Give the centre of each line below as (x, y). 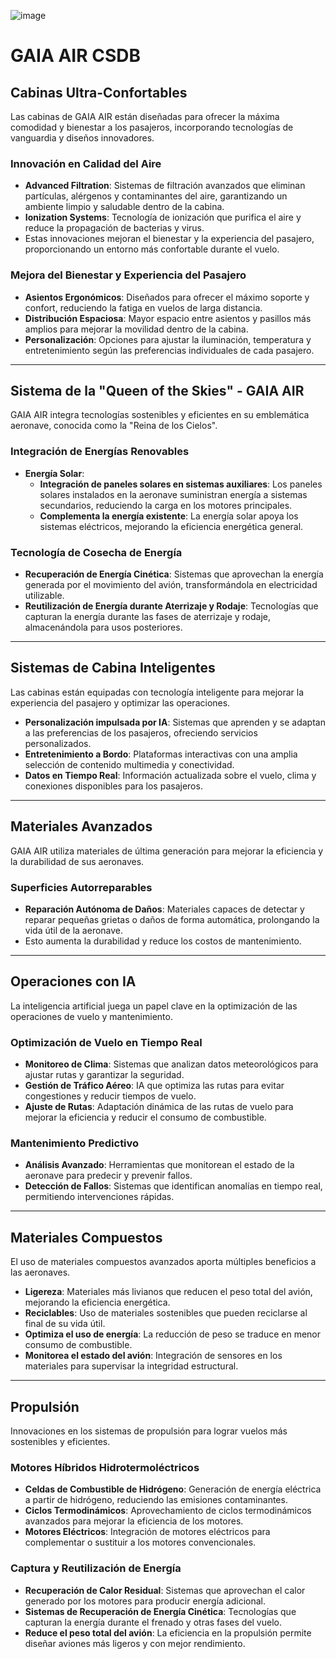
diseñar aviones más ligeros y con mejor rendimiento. (135, 1643)
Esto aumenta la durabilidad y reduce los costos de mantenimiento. (163, 941)
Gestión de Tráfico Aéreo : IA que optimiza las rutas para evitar (154, 1086)
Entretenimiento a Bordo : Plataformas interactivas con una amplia (161, 754)
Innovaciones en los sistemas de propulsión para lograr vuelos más (149, 1431)
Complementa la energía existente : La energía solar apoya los (169, 516)
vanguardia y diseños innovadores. (82, 138)
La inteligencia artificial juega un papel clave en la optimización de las (154, 1006)
